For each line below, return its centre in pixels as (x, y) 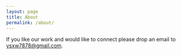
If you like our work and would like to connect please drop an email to (91, 40)
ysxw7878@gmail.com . (35, 46)
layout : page (22, 12)
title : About (22, 17)
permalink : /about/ (30, 22)
